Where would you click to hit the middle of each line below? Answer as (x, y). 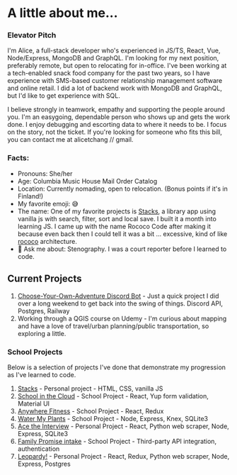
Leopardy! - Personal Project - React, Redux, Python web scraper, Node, (123, 456)
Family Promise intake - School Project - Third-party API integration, (117, 441)
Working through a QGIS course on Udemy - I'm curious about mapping (122, 318)
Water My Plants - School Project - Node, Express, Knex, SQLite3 (113, 418)
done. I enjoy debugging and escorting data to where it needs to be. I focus (117, 125)
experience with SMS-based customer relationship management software (115, 81)
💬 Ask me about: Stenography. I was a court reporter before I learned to (122, 249)
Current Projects (45, 279)
